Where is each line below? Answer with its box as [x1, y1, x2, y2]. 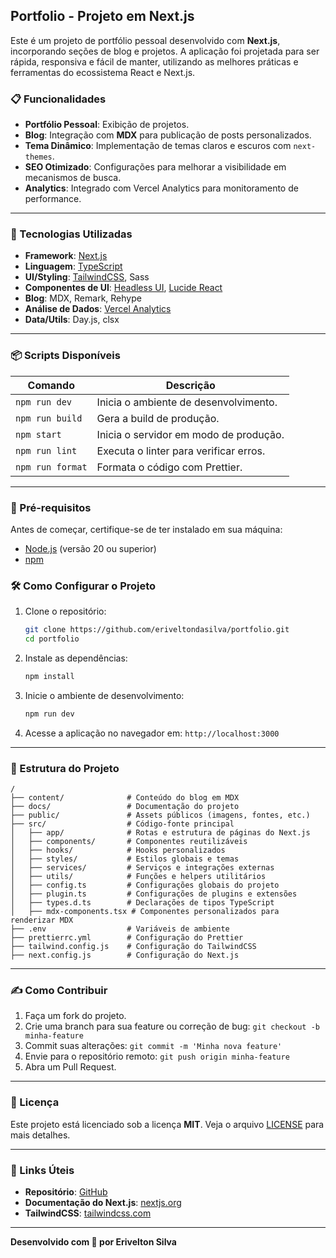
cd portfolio [24, 634, 80, 644]
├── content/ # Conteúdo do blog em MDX [10, 793, 240, 803]
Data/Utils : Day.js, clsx [24, 314, 120, 326]
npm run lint [15, 445, 78, 456]
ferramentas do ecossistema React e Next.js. [10, 66, 196, 78]
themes [24, 152, 53, 163]
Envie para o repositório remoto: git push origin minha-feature [24, 1050, 290, 1063]
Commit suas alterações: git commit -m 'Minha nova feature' [24, 1040, 283, 1052]
